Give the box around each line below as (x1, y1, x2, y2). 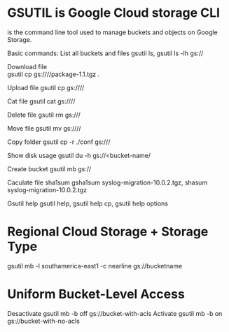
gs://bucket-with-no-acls (7, 317, 81, 325)
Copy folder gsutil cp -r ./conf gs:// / (7, 138, 111, 146)
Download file (7, 62, 48, 71)
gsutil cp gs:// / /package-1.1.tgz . (7, 70, 100, 78)
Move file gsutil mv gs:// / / (7, 124, 82, 132)
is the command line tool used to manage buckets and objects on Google (7, 28, 218, 36)
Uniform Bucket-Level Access (7, 287, 186, 302)
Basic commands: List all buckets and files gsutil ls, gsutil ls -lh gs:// (7, 49, 204, 57)
